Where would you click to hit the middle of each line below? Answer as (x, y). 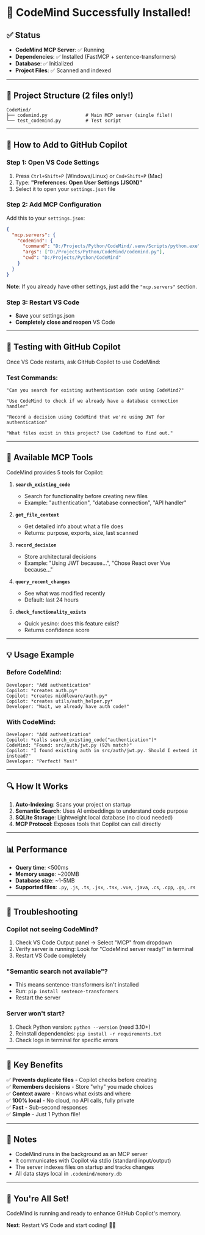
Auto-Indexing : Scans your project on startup (73, 804)
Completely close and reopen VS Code (65, 322)
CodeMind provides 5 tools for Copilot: (55, 472)
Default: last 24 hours (52, 600)
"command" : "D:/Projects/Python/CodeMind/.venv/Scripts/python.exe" (111, 246)
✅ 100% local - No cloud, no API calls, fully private (70, 1100)
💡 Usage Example (40, 655)
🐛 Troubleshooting (42, 912)
